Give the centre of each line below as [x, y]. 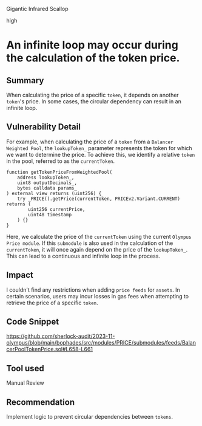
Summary [25, 81]
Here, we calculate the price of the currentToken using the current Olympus [99, 236]
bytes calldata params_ [47, 188]
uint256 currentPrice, [57, 209]
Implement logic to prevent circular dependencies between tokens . [89, 417]
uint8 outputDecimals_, [47, 183]
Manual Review [25, 383]
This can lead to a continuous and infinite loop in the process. [83, 256]
